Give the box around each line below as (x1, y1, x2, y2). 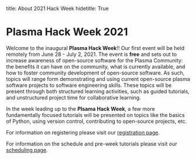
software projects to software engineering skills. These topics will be (6, 82, 172, 89)
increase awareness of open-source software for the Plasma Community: (6, 56, 183, 63)
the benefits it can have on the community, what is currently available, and (6, 63, 185, 70)
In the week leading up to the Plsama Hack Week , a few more (6, 105, 155, 112)
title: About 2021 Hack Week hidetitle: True (6, 5, 109, 12)
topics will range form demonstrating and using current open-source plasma (6, 75, 190, 82)
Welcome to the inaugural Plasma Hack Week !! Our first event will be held (6, 44, 185, 51)
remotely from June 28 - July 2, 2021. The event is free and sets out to (6, 51, 177, 58)
